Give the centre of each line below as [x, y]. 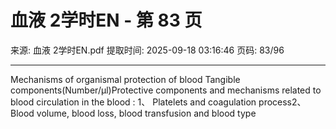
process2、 [282, 102]
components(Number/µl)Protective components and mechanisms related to [166, 90]
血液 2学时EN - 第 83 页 [106, 20]
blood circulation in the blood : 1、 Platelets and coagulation [133, 102]
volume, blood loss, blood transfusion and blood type [146, 113]
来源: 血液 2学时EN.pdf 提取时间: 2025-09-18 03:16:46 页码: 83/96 [147, 50]
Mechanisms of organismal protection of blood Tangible [125, 79]
